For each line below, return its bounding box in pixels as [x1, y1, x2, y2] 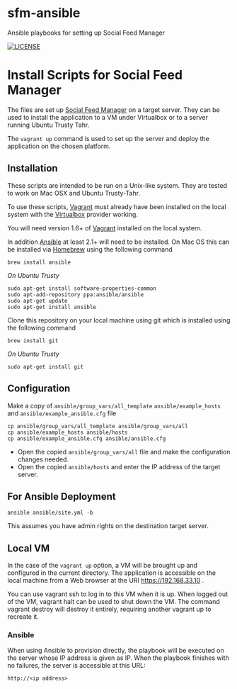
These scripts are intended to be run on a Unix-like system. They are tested [7, 181, 228, 189]
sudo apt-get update [7, 297, 69, 304]
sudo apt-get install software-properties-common [7, 285, 157, 292]
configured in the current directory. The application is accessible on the [7, 568, 216, 577]
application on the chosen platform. [7, 142, 111, 150]
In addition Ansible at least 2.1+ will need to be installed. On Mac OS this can [7, 237, 230, 246]
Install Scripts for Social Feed [7, 67, 183, 83]
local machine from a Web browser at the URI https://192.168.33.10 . [7, 576, 204, 585]
